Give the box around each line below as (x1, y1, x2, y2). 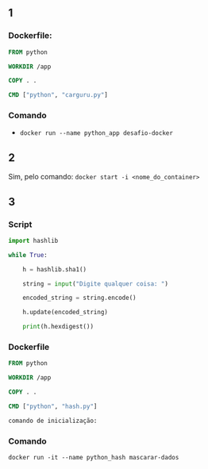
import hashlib (8, 236, 59, 244)
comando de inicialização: (8, 417, 98, 425)
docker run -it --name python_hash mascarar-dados (8, 454, 179, 462)
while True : (8, 251, 48, 259)
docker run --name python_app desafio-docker (19, 129, 173, 137)
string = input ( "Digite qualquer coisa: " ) (22, 279, 169, 288)
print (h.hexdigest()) (22, 323, 94, 331)
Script (8, 218, 33, 229)
